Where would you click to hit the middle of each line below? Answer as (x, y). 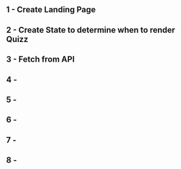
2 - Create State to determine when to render (91, 30)
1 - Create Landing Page (51, 10)
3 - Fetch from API (41, 60)
